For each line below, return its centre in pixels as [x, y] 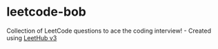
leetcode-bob [47, 12]
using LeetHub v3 [32, 37]
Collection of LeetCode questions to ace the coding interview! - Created [109, 31]
